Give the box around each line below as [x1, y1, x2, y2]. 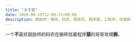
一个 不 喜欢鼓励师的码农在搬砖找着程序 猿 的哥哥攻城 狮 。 [5, 31, 122, 37]
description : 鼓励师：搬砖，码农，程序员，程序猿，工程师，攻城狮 [5, 17, 131, 22]
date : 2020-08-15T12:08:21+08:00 [5, 12, 77, 17]
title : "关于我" [5, 7, 38, 13]
